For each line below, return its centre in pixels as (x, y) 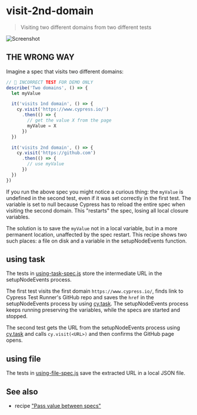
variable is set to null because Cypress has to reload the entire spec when (96, 204)
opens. (14, 340)
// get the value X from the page (69, 120)
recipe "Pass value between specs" (58, 406)
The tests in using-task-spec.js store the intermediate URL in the (84, 273)
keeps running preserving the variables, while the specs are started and (93, 310)
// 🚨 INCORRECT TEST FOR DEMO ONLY (50, 82)
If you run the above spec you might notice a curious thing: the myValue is (95, 192)
